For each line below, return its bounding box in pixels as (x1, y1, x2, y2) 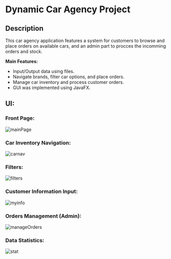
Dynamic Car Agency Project (5, 4, 131, 15)
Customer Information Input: (5, 188, 78, 195)
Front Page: (5, 115, 35, 122)
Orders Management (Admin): (5, 212, 82, 220)
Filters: (5, 163, 24, 170)
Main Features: (5, 58, 38, 64)
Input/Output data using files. (12, 68, 75, 74)
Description (5, 24, 44, 33)
